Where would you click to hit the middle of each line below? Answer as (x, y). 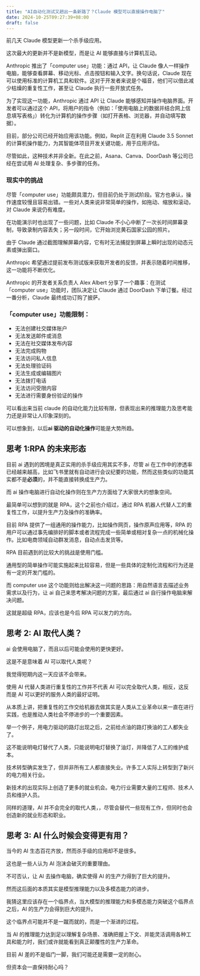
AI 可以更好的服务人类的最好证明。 (60, 694)
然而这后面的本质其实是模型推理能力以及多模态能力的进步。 (79, 889)
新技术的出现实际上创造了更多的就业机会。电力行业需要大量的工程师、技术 (97, 787)
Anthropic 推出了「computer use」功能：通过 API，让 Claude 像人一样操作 (98, 66)
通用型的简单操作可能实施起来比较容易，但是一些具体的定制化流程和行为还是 (100, 565)
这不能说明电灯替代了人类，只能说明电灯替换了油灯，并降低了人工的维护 (95, 747)
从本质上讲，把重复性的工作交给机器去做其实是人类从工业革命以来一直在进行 (100, 707)
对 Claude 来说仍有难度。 (37, 209)
